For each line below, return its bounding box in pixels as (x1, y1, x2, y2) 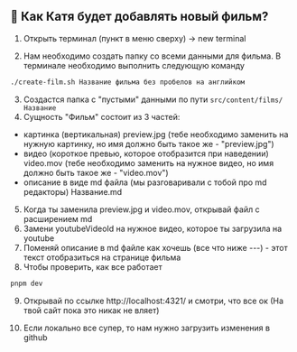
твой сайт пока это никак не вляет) (23, 304, 160, 316)
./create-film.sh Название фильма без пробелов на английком (10, 78, 246, 87)
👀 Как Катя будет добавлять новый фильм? (10, 9, 269, 24)
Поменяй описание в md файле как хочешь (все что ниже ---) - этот (23, 242, 288, 253)
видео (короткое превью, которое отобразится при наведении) (23, 148, 269, 159)
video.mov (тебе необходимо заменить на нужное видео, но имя (23, 157, 274, 168)
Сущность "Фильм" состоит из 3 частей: (23, 111, 181, 122)
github (23, 331, 48, 343)
